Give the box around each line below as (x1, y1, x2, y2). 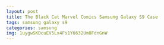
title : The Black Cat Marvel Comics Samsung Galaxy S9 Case (6, 14, 159, 20)
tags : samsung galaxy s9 (6, 19, 68, 25)
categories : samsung (6, 25, 58, 31)
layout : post (6, 8, 39, 15)
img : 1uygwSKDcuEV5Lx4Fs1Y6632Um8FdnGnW (6, 30, 108, 36)
